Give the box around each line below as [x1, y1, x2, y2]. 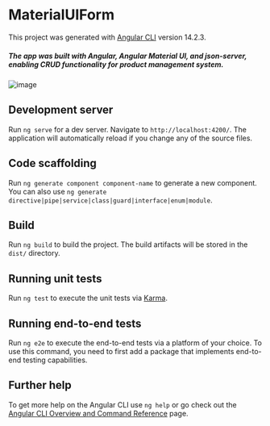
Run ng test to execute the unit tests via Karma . [8, 293, 168, 303]
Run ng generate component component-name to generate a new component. [8, 177, 258, 187]
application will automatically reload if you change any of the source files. [8, 133, 252, 143]
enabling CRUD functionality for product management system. [8, 59, 224, 69]
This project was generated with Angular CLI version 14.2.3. [8, 32, 207, 42]
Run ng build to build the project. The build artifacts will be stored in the [8, 240, 248, 249]
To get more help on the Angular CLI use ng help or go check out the [8, 399, 237, 409]
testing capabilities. [23, 355, 88, 365]
